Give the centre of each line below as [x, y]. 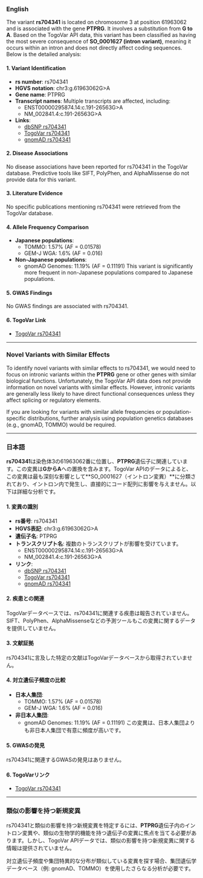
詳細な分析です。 [38, 492]
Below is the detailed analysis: [44, 54]
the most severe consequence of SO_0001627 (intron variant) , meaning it [99, 42]
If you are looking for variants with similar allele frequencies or [84, 412]
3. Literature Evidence [34, 193]
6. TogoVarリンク [28, 775]
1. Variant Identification [36, 68]
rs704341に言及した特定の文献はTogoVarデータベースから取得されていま [97, 657]
